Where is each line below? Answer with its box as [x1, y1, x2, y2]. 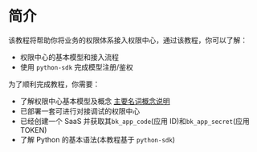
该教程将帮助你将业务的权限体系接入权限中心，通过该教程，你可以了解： [8, 35, 247, 45]
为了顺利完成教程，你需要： [8, 79, 100, 89]
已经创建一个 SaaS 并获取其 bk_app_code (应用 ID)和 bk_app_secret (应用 [19, 116, 251, 126]
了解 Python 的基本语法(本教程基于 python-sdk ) [19, 134, 175, 144]
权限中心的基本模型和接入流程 [19, 52, 119, 62]
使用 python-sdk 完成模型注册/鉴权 [19, 62, 134, 72]
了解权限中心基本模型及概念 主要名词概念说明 [19, 96, 170, 106]
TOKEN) [19, 125, 47, 134]
